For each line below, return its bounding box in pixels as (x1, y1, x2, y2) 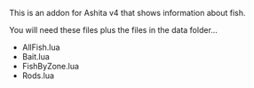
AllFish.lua (21, 42, 60, 52)
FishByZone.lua (21, 61, 80, 71)
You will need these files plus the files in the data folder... (9, 25, 218, 35)
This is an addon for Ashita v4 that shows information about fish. (9, 8, 246, 18)
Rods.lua (21, 70, 55, 81)
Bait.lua (21, 52, 51, 61)
